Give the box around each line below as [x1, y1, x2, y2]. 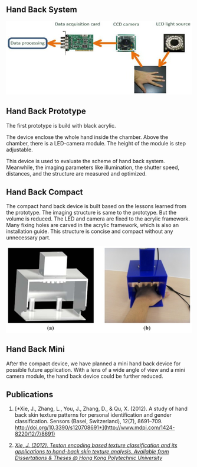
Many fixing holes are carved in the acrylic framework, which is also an [6, 222, 179, 229]
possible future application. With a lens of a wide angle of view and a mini [6, 366, 185, 373]
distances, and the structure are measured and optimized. [6, 170, 147, 177]
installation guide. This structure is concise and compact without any [6, 228, 173, 235]
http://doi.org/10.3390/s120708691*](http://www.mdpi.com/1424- [14, 424, 175, 431]
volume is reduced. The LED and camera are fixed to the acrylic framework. [6, 215, 191, 222]
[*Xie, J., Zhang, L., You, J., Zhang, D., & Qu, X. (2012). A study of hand [14, 405, 188, 413]
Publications [6, 390, 54, 400]
